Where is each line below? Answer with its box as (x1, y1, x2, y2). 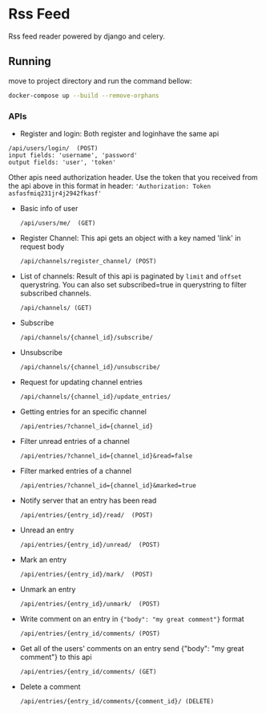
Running (8, 55, 52, 68)
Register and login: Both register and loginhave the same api (19, 128, 220, 138)
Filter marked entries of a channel (19, 466, 132, 475)
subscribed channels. (19, 288, 92, 298)
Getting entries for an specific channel (19, 406, 147, 416)
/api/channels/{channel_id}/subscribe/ (19, 333, 154, 341)
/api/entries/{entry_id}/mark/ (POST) (19, 570, 154, 578)
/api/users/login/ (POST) (8, 144, 99, 153)
